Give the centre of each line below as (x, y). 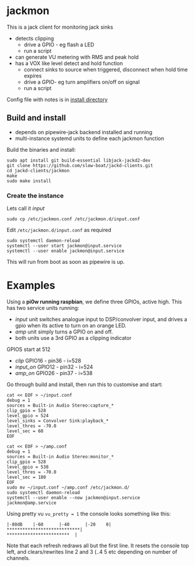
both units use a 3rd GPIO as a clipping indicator (73, 337)
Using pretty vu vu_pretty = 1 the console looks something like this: (89, 513)
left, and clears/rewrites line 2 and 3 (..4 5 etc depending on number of (92, 551)
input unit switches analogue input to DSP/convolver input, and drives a (101, 319)
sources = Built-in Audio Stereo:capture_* (60, 405)
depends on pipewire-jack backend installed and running (83, 132)
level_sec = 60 (25, 431)
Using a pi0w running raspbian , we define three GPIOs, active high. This (94, 301)
